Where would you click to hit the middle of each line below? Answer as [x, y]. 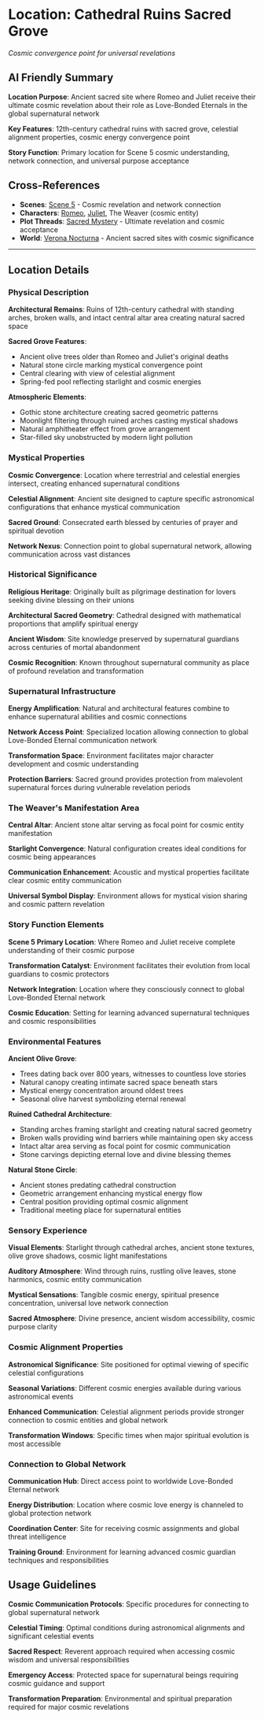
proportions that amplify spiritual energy [73, 623]
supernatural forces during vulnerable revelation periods [99, 788]
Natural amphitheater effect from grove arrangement [105, 429]
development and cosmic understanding [73, 764]
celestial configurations [46, 1373]
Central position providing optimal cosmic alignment [104, 1202]
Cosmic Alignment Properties [66, 1347]
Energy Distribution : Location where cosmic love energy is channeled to [126, 1504]
